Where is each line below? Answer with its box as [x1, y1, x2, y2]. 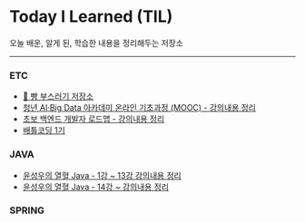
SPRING [9, 204, 45, 217]
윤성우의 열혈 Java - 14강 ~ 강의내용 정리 [22, 181, 170, 192]
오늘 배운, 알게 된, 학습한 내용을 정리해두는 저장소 [9, 37, 184, 48]
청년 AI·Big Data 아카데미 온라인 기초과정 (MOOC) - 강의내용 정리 [22, 102, 256, 113]
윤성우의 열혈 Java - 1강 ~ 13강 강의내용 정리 [22, 170, 182, 180]
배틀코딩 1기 [22, 125, 65, 136]
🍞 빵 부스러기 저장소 [22, 91, 93, 102]
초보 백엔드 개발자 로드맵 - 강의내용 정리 [22, 113, 165, 124]
